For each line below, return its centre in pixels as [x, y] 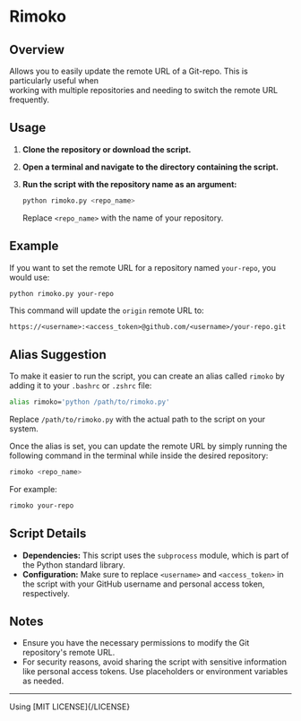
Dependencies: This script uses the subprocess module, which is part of [155, 555]
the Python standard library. [73, 565]
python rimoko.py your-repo [62, 293]
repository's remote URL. [69, 653]
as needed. [43, 681]
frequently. [29, 100]
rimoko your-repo [42, 505]
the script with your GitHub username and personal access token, [143, 584]
